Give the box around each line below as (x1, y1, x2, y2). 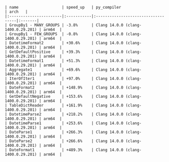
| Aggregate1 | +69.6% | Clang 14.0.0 (5, 67, 124, 72)
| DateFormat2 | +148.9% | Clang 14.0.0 (5, 85, 124, 90)
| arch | (5, 9, 28, 14)
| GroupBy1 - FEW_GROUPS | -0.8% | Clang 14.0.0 (5, 32, 124, 37)
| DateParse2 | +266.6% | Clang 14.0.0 (5, 139, 124, 144)
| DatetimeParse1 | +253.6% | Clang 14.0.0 (5, 121, 124, 126)
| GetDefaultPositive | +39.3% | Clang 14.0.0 (5, 49, 124, 55)
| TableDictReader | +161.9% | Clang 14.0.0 (5, 103, 124, 108)
